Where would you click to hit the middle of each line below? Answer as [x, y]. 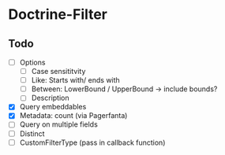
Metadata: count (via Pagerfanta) [73, 116]
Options [32, 62]
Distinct [32, 133]
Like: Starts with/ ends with [75, 80]
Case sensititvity [58, 72]
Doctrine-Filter [58, 15]
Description [50, 98]
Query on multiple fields [59, 124]
